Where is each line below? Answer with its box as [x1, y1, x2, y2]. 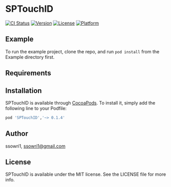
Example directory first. [5, 54, 55, 60]
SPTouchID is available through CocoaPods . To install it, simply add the [5, 99, 156, 106]
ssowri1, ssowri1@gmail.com [5, 143, 66, 149]
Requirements [5, 69, 51, 77]
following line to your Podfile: [5, 105, 67, 111]
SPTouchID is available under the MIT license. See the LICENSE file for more [5, 171, 166, 177]
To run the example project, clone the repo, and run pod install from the [5, 48, 160, 54]
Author [5, 129, 28, 138]
